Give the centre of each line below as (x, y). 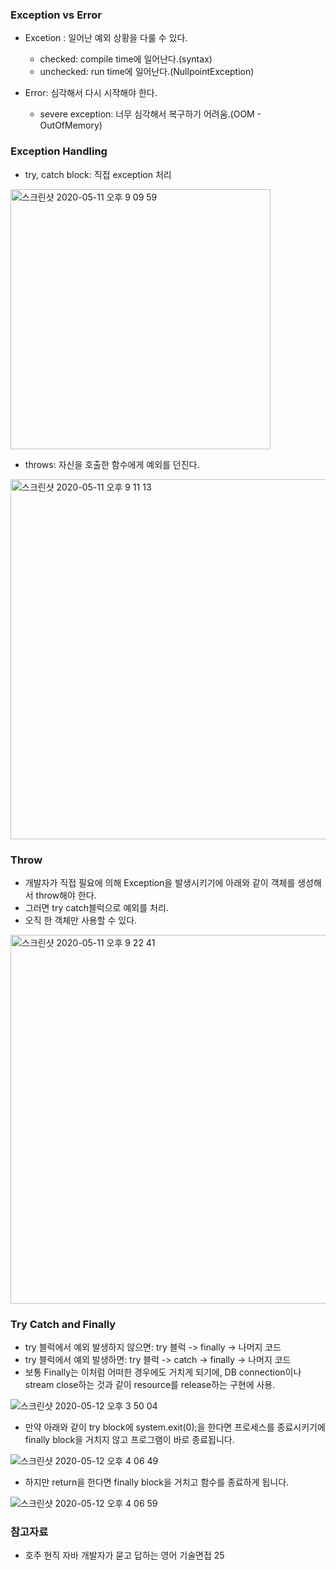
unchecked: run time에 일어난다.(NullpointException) (147, 72)
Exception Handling (59, 151)
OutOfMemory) (71, 125)
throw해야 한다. (66, 895)
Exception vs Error (56, 15)
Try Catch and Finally (63, 1324)
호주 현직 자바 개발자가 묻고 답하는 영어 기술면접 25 (124, 1555)
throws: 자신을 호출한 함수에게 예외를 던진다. (112, 464)
